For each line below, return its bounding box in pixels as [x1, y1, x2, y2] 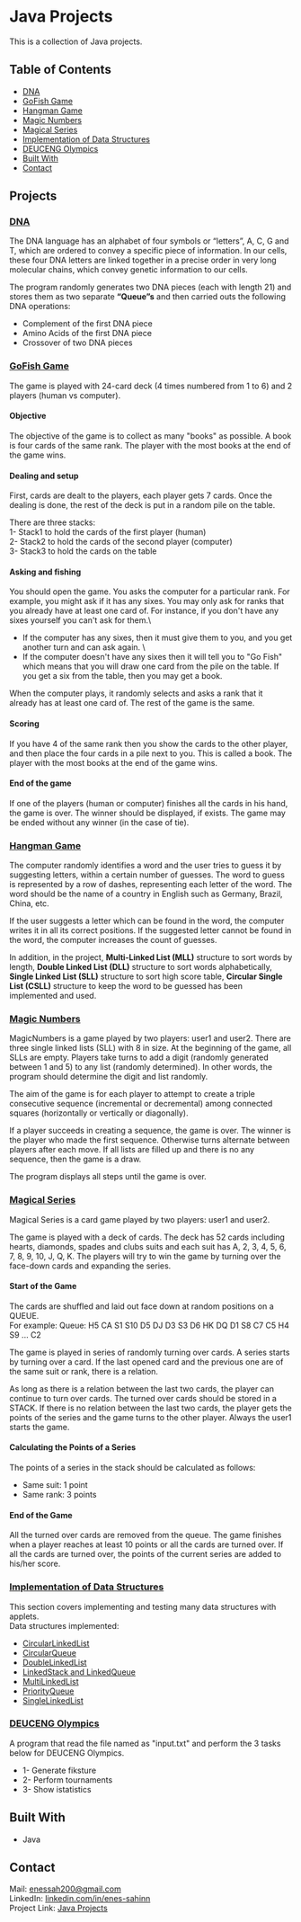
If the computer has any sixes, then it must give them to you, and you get [22, 632, 293, 644]
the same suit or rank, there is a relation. [9, 1366, 159, 1376]
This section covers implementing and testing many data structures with [9, 1601, 277, 1612]
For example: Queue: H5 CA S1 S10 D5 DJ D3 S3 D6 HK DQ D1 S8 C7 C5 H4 [9, 1320, 290, 1330]
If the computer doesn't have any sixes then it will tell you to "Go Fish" [22, 652, 283, 663]
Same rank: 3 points [22, 1490, 97, 1500]
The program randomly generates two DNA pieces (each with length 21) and [9, 281, 292, 293]
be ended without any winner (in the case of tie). [9, 816, 190, 828]
